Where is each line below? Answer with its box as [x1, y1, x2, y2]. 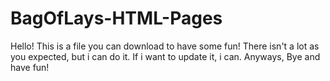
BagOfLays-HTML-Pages [10, 7, 223, 30]
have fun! [10, 61, 50, 73]
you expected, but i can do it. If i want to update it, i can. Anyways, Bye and [10, 50, 321, 62]
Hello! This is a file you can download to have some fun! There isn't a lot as [10, 40, 320, 52]
